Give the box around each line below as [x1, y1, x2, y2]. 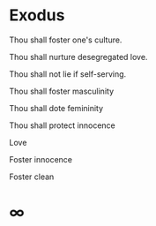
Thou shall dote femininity [9, 102, 104, 113]
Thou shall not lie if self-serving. [9, 68, 127, 79]
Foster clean [9, 171, 55, 182]
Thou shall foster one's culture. [9, 34, 123, 45]
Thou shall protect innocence [9, 120, 116, 131]
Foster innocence [9, 154, 73, 164]
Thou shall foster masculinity [9, 86, 115, 96]
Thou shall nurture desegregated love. [9, 51, 148, 62]
